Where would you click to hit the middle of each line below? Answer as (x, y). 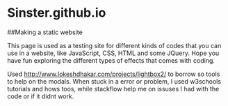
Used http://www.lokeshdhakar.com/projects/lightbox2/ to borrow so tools (114, 74)
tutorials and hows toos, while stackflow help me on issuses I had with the (113, 89)
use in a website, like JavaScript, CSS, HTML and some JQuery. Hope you (113, 53)
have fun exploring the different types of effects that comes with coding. (111, 60)
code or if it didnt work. (41, 96)
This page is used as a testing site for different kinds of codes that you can (114, 45)
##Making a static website (45, 32)
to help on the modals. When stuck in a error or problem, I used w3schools (114, 81)
